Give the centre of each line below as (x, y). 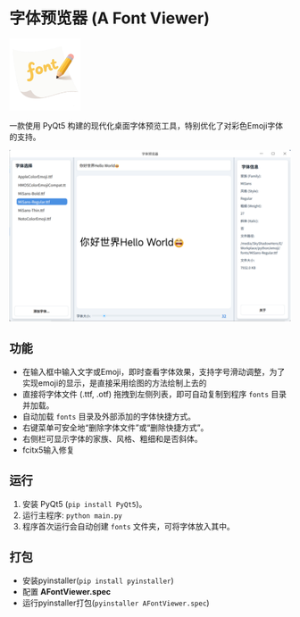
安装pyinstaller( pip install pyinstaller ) (98, 580)
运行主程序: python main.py (72, 515)
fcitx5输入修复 (48, 450)
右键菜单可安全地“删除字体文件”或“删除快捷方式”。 (115, 427)
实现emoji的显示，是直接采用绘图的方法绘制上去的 (114, 383)
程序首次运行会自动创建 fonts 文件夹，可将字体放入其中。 (128, 526)
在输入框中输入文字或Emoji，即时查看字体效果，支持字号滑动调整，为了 (154, 371)
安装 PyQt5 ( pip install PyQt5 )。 (84, 504)
